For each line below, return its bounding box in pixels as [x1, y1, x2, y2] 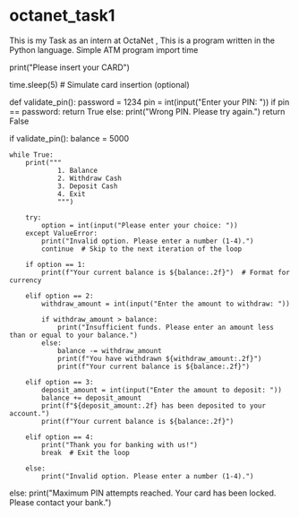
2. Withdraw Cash [56, 174, 123, 183]
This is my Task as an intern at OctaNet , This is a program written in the [9, 35, 276, 46]
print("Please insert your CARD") [9, 62, 130, 73]
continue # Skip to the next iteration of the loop [41, 244, 243, 254]
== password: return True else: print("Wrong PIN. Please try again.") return [9, 106, 286, 116]
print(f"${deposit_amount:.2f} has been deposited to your [41, 401, 267, 410]
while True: [9, 150, 54, 159]
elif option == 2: [25, 291, 94, 300]
